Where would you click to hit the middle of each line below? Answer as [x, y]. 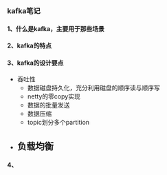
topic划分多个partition [58, 123]
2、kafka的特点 [29, 45]
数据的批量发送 [48, 105]
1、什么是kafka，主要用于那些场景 [56, 28]
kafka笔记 [24, 10]
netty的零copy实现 [54, 96]
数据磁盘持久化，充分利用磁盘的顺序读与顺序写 [93, 88]
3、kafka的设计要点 [35, 63]
